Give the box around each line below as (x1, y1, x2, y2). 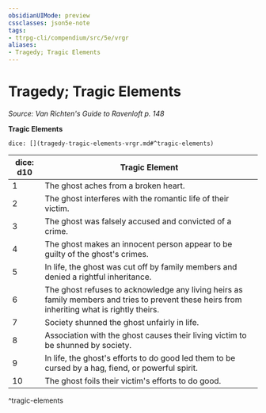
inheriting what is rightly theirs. (44, 304, 160, 315)
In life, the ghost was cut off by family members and (44, 261, 237, 272)
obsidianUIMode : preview (8, 11, 90, 20)
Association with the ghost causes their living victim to (44, 330, 247, 341)
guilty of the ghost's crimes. (44, 248, 149, 259)
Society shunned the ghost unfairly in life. (44, 316, 199, 327)
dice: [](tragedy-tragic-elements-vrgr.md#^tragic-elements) (8, 140, 215, 147)
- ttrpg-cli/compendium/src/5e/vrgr (8, 33, 129, 42)
